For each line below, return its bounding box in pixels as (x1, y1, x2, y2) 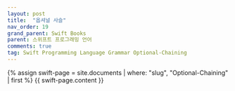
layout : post (7, 10, 46, 17)
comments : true (7, 43, 52, 50)
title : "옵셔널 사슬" (7, 17, 67, 24)
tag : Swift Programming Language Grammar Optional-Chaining (7, 50, 188, 57)
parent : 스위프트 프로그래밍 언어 (7, 36, 92, 43)
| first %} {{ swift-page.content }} (7, 76, 104, 84)
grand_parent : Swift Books (7, 29, 87, 37)
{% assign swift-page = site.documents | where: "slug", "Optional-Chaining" (7, 68, 229, 77)
